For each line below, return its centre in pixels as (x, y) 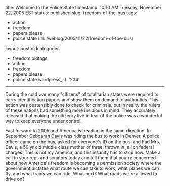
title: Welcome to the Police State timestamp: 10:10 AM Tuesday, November (83, 7)
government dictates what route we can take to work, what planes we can (82, 168)
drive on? (15, 179)
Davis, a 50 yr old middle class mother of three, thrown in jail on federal (80, 147)
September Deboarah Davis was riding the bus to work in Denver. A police (82, 136)
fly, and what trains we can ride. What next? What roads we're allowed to (81, 174)
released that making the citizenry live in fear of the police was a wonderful (84, 115)
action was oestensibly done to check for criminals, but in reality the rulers (83, 105)
